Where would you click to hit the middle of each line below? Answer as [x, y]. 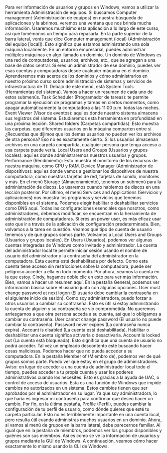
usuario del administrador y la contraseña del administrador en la [72, 256]
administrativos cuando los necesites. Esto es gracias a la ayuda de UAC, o [82, 377]
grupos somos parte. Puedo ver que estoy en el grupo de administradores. [82, 361]
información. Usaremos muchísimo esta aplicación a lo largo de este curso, [82, 28]
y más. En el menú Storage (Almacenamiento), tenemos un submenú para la [83, 182]
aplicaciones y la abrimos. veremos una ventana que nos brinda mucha [78, 23]
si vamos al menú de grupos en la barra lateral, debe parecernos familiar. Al [83, 425]
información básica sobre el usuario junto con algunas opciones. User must [83, 287]
